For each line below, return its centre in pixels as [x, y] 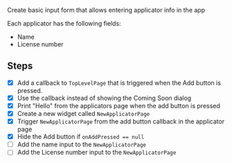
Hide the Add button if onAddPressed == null [81, 137]
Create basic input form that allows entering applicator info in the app [106, 10]
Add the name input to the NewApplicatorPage [82, 144]
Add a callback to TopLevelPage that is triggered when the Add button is [119, 83]
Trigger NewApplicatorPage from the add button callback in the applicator [121, 121]
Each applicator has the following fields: [64, 23]
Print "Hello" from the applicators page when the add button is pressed [118, 105]
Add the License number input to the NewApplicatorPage [97, 153]
